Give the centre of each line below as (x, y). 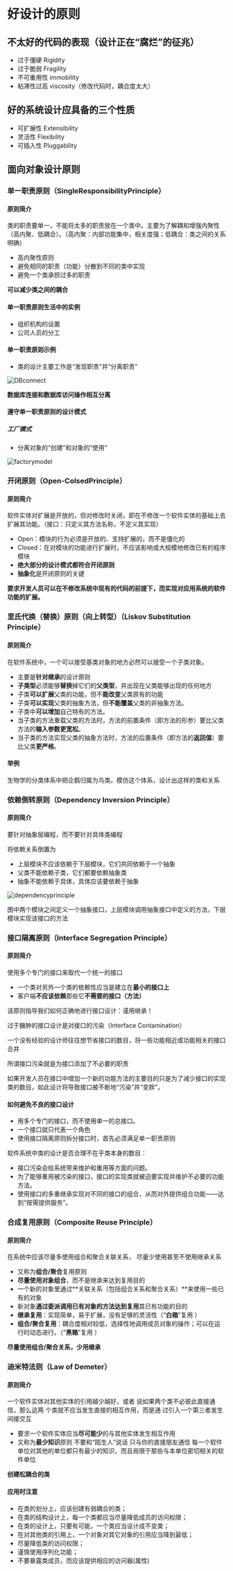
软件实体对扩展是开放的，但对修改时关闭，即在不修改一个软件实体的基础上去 (116, 515)
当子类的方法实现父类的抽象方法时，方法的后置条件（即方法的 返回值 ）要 (120, 738)
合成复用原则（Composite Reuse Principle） (82, 1222)
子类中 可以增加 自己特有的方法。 (63, 711)
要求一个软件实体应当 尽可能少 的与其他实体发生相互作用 (96, 1433)
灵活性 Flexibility (41, 137)
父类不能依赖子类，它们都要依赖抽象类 (72, 872)
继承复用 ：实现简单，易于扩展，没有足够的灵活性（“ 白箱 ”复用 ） (109, 1315)
